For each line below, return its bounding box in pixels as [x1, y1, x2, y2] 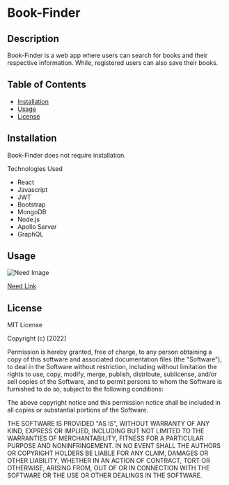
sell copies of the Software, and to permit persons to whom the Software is [7, 378, 223, 386]
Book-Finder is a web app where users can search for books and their [7, 51, 208, 59]
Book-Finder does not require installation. [7, 151, 127, 159]
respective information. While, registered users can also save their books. [7, 59, 219, 67]
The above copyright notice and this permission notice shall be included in [7, 398, 221, 407]
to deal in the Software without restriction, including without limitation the [7, 363, 217, 371]
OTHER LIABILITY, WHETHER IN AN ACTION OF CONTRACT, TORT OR [7, 456, 210, 465]
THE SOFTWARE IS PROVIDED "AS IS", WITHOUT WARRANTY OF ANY [7, 419, 210, 428]
